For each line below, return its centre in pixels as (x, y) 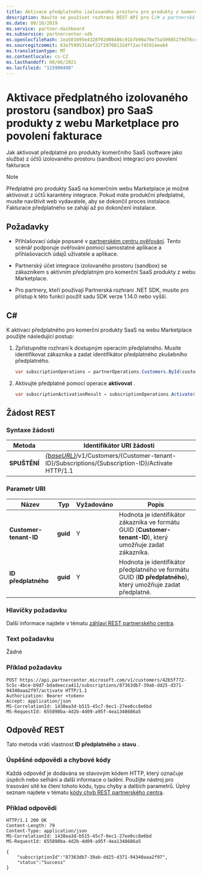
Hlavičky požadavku (37, 610)
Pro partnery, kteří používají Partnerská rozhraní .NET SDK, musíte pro (102, 290)
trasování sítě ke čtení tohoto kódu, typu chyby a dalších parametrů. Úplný (98, 786)
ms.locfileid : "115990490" (40, 68)
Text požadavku (30, 638)
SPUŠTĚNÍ (24, 463)
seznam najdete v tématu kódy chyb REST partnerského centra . (85, 792)
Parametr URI (26, 489)
